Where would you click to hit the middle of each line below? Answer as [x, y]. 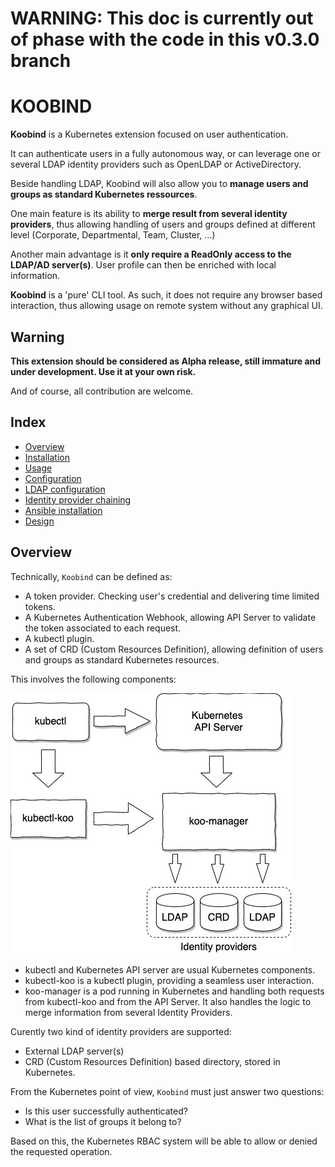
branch [41, 61]
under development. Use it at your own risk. [103, 371]
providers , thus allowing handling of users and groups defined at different [163, 224]
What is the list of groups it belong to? [103, 1121]
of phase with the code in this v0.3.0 [165, 39]
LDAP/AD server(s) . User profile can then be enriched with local [143, 265]
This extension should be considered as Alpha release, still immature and [166, 361]
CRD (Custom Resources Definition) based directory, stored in [152, 1061]
